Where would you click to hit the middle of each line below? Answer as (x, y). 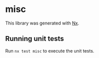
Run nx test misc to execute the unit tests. (50, 50)
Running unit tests (35, 39)
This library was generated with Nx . (42, 23)
